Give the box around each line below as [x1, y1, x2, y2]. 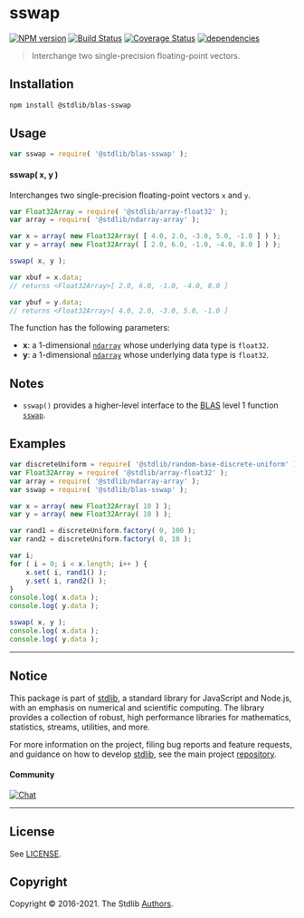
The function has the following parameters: [9, 323, 170, 333]
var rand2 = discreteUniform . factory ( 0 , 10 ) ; [9, 535, 193, 544]
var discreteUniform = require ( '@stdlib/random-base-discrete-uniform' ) [9, 460, 298, 469]
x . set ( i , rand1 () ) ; [25, 567, 107, 577]
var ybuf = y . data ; [9, 297, 83, 306]
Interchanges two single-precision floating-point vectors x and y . [9, 189, 252, 200]
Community [9, 769, 55, 780]
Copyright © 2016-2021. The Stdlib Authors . [9, 898, 174, 909]
